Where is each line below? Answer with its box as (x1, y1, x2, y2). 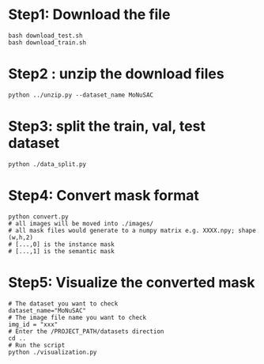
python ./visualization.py (8, 348, 97, 356)
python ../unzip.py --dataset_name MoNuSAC (8, 91, 154, 99)
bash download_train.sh (8, 38, 87, 47)
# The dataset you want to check (8, 299, 119, 308)
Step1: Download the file (8, 6, 171, 24)
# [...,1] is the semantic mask (8, 247, 115, 255)
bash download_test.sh (8, 32, 83, 40)
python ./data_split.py (8, 160, 87, 168)
